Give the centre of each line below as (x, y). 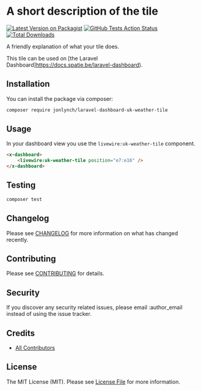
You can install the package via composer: (60, 98)
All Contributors (35, 348)
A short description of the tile (82, 11)
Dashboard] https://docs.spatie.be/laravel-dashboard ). (75, 65)
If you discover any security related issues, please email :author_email (94, 307)
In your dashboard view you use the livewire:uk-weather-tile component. (101, 144)
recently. (17, 239)
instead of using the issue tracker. (49, 314)
